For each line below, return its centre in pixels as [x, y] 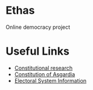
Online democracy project [38, 27]
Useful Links [38, 51]
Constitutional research [43, 68]
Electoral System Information [50, 80]
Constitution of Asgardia [45, 74]
